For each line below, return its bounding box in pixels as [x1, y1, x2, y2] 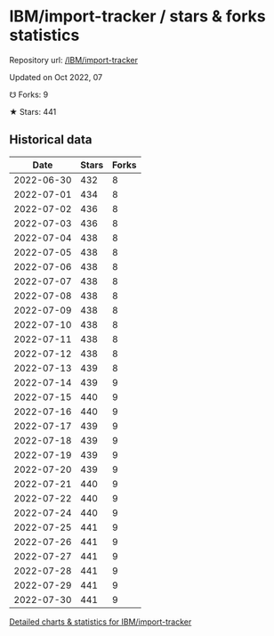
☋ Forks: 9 [9, 89, 49, 100]
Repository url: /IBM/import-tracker [9, 54, 139, 65]
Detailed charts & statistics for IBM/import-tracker [9, 616, 192, 627]
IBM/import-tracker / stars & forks [9, 6, 266, 27]
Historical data [9, 132, 93, 148]
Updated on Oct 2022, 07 [9, 71, 103, 82]
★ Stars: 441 [9, 106, 57, 117]
